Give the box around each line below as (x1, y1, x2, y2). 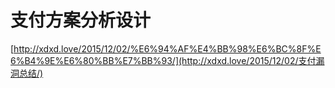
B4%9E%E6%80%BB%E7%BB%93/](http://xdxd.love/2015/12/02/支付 (24, 54, 317, 66)
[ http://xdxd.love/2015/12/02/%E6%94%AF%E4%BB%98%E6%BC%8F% (10, 42, 317, 55)
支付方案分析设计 (10, 9, 152, 32)
